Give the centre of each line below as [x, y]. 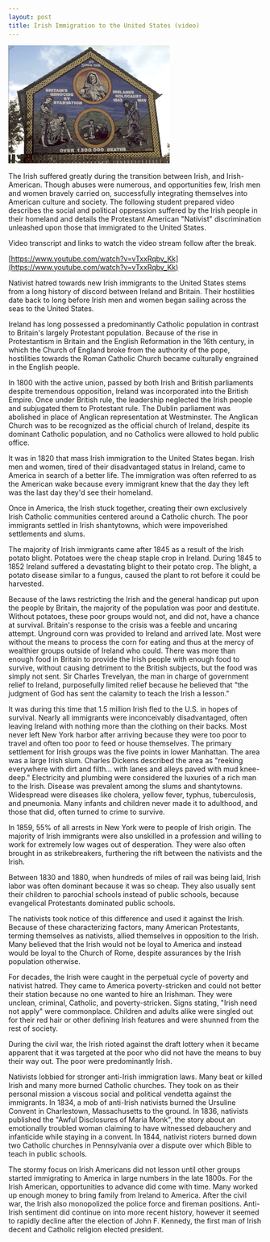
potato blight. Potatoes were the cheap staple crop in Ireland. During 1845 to [135, 558]
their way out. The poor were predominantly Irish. [91, 1061]
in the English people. [44, 367]
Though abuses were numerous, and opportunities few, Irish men [152, 185]
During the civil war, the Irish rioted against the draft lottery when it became [134, 1044]
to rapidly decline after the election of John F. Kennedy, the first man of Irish [135, 1220]
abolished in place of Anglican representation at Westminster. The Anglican [133, 417]
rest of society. [33, 1028]
